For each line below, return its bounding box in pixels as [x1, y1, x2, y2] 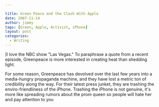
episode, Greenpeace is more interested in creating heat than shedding [5, 56, 147, 62]
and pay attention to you [5, 96, 54, 102]
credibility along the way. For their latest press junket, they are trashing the [5, 81, 154, 87]
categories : [5, 34, 29, 39]
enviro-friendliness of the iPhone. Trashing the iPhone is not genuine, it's [5, 86, 151, 92]
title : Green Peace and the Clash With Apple [5, 11, 98, 16]
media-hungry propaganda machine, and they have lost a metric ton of [5, 76, 146, 82]
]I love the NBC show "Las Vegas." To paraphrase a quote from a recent [5, 51, 148, 57]
